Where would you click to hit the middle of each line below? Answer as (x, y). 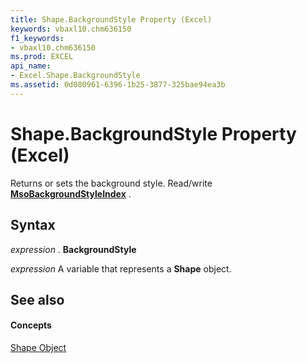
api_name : (31, 66)
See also (37, 299)
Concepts (31, 325)
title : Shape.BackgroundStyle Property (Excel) (111, 19)
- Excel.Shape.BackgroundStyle (75, 76)
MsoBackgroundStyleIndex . (71, 193)
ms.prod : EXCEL (42, 57)
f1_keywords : (37, 38)
